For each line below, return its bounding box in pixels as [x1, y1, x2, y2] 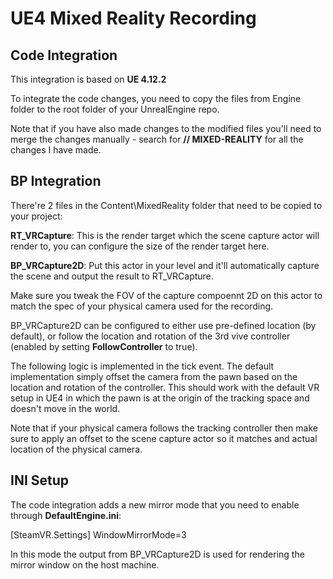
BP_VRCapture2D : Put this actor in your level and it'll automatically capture [10, 259, 320, 271]
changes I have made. [10, 144, 102, 156]
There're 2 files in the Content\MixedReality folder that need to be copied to [10, 199, 323, 211]
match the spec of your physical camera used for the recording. [10, 300, 274, 312]
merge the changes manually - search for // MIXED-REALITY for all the [10, 133, 304, 145]
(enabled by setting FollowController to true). [10, 340, 198, 352]
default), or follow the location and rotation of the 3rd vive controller [10, 330, 291, 342]
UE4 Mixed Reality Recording [10, 7, 257, 30]
